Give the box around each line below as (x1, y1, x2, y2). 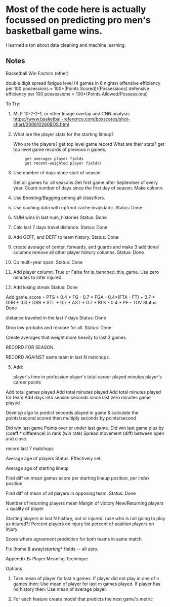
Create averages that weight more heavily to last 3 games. (6, 334, 127, 340)
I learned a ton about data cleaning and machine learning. (6, 42, 126, 48)
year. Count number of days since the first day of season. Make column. (13, 184, 164, 191)
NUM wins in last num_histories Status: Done (13, 214, 107, 220)
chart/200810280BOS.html (13, 121, 69, 127)
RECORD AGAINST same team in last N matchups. (6, 354, 110, 360)
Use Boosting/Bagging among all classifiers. (13, 195, 106, 201)
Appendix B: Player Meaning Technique (6, 555, 88, 562)
